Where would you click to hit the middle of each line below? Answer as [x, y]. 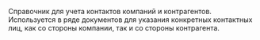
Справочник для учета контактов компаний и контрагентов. [110, 11]
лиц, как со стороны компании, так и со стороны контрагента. [114, 28]
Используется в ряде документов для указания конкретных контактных [130, 20]
